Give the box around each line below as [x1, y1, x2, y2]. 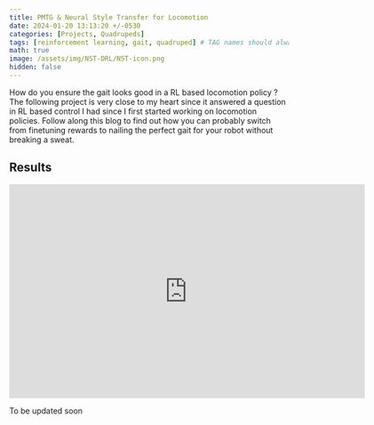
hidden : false [9, 63, 62, 72]
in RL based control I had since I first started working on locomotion [9, 106, 258, 116]
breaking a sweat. [9, 134, 75, 145]
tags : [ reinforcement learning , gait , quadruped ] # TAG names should [9, 37, 273, 47]
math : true [9, 46, 50, 55]
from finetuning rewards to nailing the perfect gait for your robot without [9, 124, 274, 135]
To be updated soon [9, 405, 83, 416]
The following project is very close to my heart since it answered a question [9, 96, 286, 107]
